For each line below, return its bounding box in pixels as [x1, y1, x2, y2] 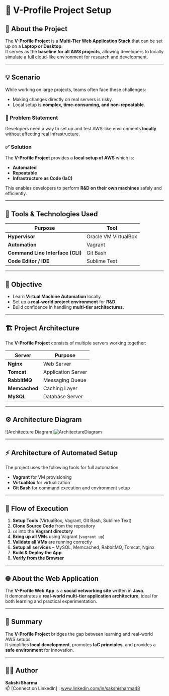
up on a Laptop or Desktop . [5, 43, 63, 49]
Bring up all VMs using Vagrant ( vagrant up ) [12, 534, 105, 540]
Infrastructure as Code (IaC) [12, 176, 73, 182]
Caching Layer [43, 385, 78, 392]
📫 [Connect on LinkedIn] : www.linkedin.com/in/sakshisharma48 [5, 685, 140, 691]
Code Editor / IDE [8, 257, 50, 265]
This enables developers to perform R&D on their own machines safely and [5, 185, 162, 191]
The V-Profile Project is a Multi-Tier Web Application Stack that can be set [5, 38, 163, 44]
